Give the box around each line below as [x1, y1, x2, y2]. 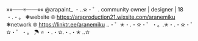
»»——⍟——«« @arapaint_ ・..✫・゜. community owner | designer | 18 [6, 6, 184, 13]
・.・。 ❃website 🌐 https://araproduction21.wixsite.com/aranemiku [6, 13, 175, 20]
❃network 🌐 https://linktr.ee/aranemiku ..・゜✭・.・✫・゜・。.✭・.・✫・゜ [6, 21, 196, 28]
